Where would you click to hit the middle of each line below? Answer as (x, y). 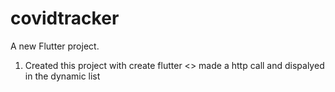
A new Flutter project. (55, 46)
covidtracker (65, 18)
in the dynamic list (62, 76)
